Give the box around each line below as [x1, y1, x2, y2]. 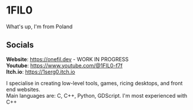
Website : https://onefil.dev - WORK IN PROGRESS [6, 55, 129, 62]
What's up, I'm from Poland [6, 23, 73, 30]
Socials [6, 40, 34, 50]
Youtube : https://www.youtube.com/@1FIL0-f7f [6, 62, 123, 69]
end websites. [6, 86, 40, 93]
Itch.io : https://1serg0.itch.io [6, 68, 75, 75]
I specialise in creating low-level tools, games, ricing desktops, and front [6, 79, 183, 86]
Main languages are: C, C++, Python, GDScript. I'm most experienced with [6, 92, 188, 99]
